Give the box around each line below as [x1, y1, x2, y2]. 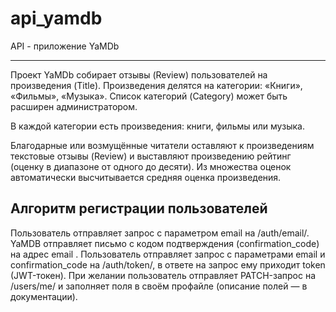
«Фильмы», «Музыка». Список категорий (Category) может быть [10, 90, 288, 102]
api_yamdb [10, 7, 103, 30]
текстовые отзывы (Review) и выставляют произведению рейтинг [10, 150, 292, 162]
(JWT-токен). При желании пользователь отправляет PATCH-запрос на [10, 269, 316, 281]
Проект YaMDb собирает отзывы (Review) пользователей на [10, 68, 268, 81]
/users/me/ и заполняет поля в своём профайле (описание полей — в [10, 280, 308, 292]
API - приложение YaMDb [10, 40, 120, 52]
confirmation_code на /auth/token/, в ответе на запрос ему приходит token [10, 258, 326, 271]
